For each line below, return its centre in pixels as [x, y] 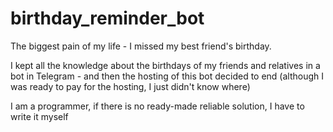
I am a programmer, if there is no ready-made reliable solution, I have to [157, 106]
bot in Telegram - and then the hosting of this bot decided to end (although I [167, 76]
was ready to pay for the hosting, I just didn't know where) [130, 86]
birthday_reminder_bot [107, 18]
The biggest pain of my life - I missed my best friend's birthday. [141, 46]
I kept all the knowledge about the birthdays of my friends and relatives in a [165, 65]
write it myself [39, 116]
